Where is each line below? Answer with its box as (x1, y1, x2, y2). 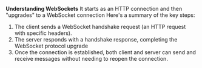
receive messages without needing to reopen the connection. (14, 55, 168, 62)
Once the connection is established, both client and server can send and (14, 49, 197, 56)
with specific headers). (14, 29, 72, 37)
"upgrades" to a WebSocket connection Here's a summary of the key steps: (5, 11, 195, 19)
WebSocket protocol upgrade (14, 42, 89, 49)
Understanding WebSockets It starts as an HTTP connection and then (5, 5, 183, 12)
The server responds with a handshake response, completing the (14, 36, 178, 43)
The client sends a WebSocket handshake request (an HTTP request (14, 23, 186, 30)
